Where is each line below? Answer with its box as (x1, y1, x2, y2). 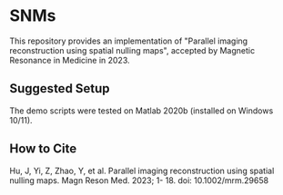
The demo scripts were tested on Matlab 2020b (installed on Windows (9, 105, 274, 116)
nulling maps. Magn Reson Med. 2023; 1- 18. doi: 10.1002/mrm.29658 (9, 174, 269, 186)
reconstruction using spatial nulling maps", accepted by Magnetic (9, 44, 256, 55)
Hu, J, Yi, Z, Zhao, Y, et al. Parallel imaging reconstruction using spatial (9, 165, 275, 176)
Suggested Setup (9, 81, 111, 96)
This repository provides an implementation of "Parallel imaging (9, 35, 248, 46)
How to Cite (9, 141, 77, 157)
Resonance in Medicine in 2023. (9, 54, 130, 65)
